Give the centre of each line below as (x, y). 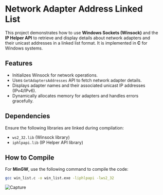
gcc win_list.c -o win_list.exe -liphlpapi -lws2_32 (60, 178)
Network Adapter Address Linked (74, 9)
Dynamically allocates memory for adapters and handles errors (75, 96)
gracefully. (23, 101)
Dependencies (27, 116)
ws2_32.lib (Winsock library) (41, 137)
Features (19, 63)
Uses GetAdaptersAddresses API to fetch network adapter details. (77, 80)
